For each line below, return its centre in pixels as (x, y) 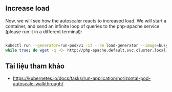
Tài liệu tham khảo (35, 66)
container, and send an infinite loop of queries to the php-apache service (82, 26)
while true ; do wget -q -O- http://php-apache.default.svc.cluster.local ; (87, 50)
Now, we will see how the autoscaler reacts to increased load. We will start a (86, 20)
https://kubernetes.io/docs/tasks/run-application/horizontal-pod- (82, 78)
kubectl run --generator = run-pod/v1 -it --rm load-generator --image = (82, 45)
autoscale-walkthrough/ (38, 84)
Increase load (27, 8)
